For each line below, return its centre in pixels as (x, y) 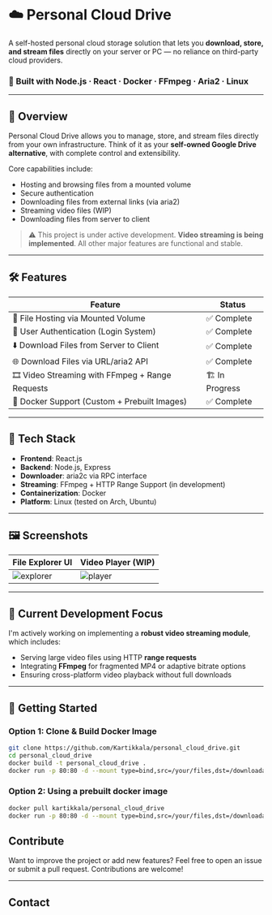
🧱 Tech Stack (42, 439)
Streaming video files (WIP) (66, 210)
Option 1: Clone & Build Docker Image (83, 731)
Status (233, 304)
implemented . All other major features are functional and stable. (135, 244)
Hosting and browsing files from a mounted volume (106, 185)
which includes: (34, 642)
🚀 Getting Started (53, 708)
